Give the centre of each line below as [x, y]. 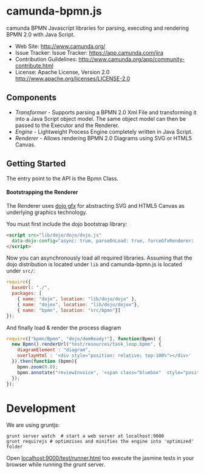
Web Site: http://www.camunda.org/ [60, 46]
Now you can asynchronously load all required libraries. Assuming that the [99, 258]
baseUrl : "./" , [31, 288]
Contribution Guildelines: [46, 59]
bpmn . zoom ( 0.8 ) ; [38, 367]
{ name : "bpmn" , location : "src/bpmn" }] [69, 310]
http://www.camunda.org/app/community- [132, 59]
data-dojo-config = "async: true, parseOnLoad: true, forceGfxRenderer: [103, 241]
